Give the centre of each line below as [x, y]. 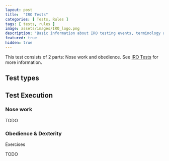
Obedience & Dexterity [33, 133]
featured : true [21, 38]
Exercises [15, 144]
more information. [24, 62]
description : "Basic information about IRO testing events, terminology [83, 33]
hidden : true [19, 43]
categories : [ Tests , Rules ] [37, 19]
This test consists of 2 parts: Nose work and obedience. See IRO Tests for [82, 57]
